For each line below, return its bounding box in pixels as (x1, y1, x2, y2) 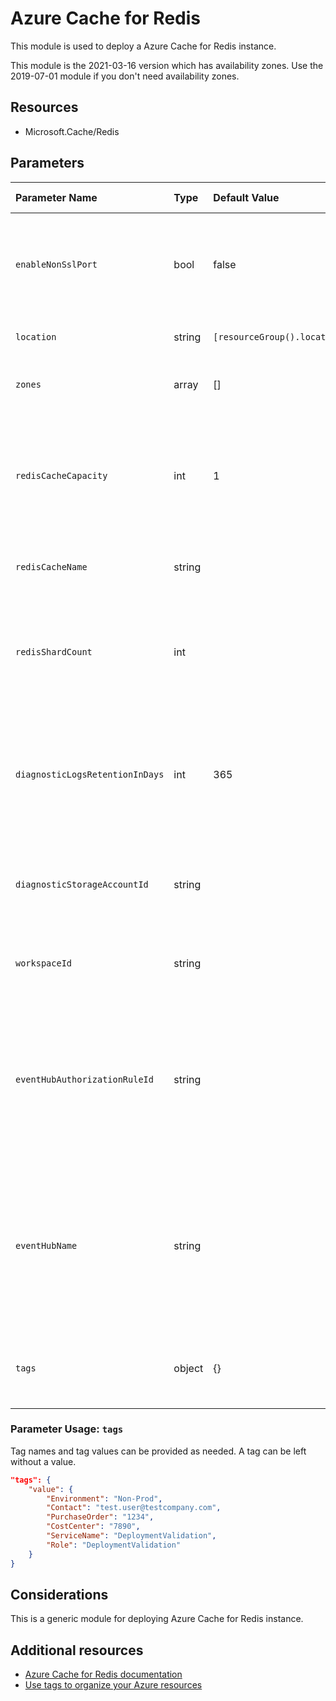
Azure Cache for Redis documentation (24, 1668, 183, 1681)
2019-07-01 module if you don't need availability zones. (10, 70, 240, 82)
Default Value (213, 190, 280, 204)
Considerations (10, 1587, 109, 1603)
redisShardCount (15, 646, 93, 657)
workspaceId (15, 957, 73, 969)
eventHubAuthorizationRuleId (15, 1073, 154, 1085)
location (15, 331, 57, 342)
